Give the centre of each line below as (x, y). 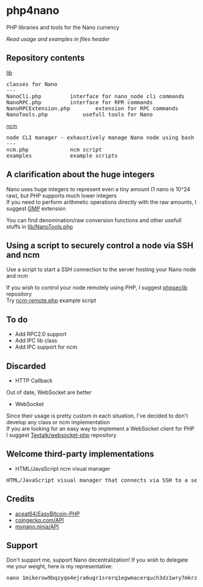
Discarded (26, 366)
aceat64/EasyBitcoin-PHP (47, 513)
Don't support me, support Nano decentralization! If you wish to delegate (97, 560)
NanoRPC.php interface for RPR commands (79, 102)
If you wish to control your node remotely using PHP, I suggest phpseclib (97, 287)
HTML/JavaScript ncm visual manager (63, 468)
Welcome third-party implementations (80, 454)
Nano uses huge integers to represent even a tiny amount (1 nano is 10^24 (98, 189)
